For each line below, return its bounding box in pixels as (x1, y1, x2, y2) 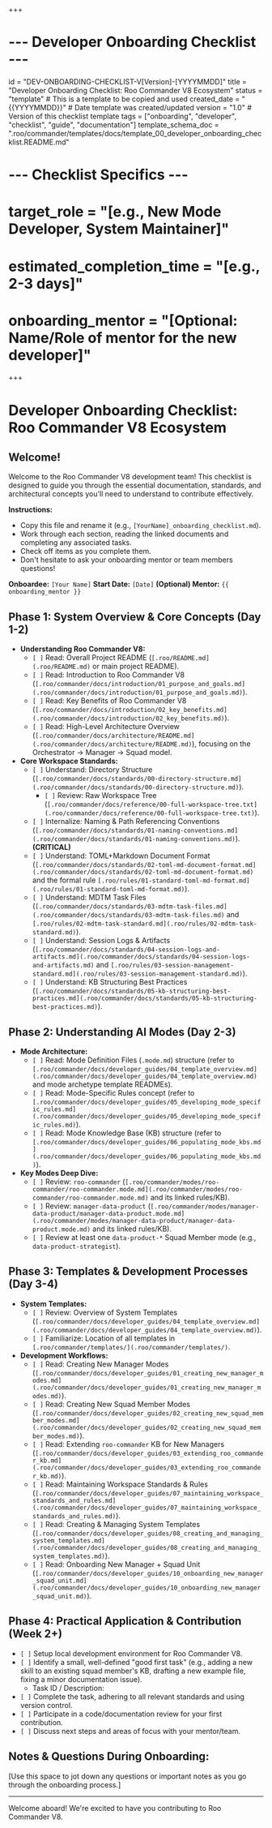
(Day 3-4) (8, 1277, 59, 1291)
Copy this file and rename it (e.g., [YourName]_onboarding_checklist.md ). (19, 521, 261, 530)
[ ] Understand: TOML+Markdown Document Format (32, 851, 210, 860)
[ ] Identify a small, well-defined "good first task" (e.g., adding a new (19, 1657, 253, 1667)
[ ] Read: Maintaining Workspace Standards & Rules (32, 1479, 209, 1489)
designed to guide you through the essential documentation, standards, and (8, 480, 261, 491)
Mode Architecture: (19, 1047, 88, 1057)
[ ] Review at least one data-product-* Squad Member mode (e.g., (32, 1233, 257, 1242)
